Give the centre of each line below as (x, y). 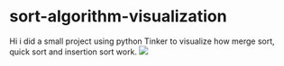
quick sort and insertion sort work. (73, 52)
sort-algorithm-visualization (118, 16)
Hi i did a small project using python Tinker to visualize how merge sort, (142, 41)
